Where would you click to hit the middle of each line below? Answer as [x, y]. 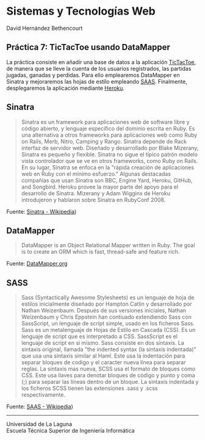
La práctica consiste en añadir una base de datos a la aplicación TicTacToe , [101, 62]
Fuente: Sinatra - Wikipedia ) [41, 211]
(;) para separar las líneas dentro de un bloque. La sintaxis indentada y [110, 382]
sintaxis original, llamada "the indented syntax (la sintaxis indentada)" [109, 350]
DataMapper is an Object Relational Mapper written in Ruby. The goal [108, 245]
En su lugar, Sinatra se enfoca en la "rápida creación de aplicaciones [107, 167]
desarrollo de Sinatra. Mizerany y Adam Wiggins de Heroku [96, 193]
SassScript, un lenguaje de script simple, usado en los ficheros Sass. [108, 323]
